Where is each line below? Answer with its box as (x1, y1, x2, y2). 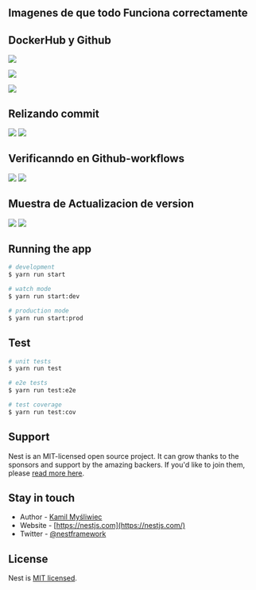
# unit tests (8, 357, 52, 365)
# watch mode (8, 285, 52, 293)
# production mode (8, 306, 69, 315)
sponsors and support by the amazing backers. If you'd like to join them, (8, 460, 245, 469)
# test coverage (8, 401, 62, 409)
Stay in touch (8, 491, 76, 504)
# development (8, 263, 56, 271)
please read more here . (8, 468, 85, 478)
